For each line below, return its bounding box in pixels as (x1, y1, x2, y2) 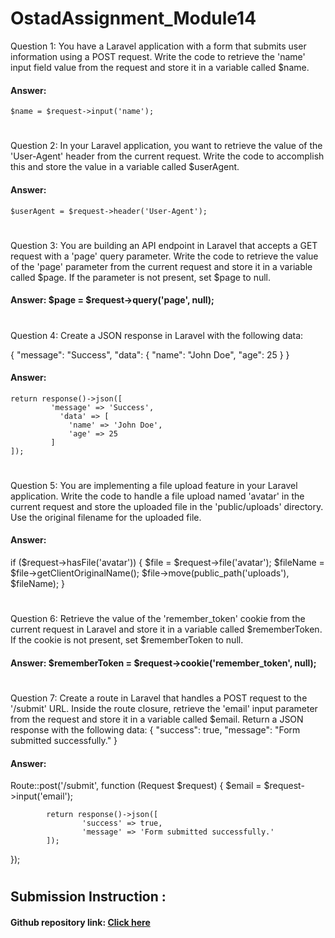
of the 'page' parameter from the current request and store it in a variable (10, 260, 313, 272)
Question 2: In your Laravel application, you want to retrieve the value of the (10, 140, 323, 152)
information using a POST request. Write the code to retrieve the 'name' (10, 50, 306, 62)
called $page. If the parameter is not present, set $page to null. (10, 271, 271, 283)
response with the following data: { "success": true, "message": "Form (10, 724, 301, 736)
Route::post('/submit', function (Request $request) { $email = (10, 780, 262, 792)
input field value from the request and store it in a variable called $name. (10, 61, 310, 73)
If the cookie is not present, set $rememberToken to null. (10, 634, 244, 646)
